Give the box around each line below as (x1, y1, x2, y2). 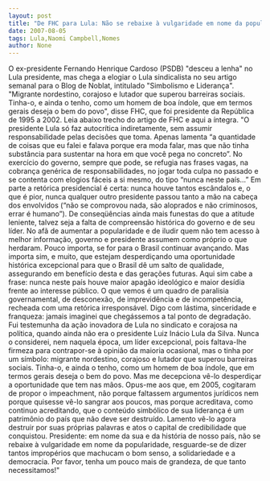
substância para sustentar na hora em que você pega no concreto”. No (8, 150, 243, 159)
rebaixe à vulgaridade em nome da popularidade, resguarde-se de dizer (8, 440, 247, 450)
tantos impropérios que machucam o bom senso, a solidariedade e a (8, 448, 235, 458)
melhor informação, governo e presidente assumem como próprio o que (8, 235, 247, 245)
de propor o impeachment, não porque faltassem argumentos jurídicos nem (8, 388, 260, 398)
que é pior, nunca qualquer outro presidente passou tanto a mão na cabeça (8, 192, 259, 202)
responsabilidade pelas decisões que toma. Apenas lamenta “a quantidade (8, 132, 256, 142)
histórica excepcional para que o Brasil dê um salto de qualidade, (8, 261, 225, 270)
